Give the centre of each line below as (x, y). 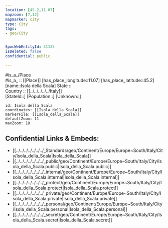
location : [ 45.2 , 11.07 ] (30, 10)
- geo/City (17, 33)
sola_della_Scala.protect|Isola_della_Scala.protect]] (65, 188)
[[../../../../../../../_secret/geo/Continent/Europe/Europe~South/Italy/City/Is (87, 215)
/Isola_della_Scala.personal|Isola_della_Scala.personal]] (70, 209)
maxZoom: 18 (18, 123)
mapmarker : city (22, 19)
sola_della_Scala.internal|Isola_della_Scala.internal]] (66, 177)
